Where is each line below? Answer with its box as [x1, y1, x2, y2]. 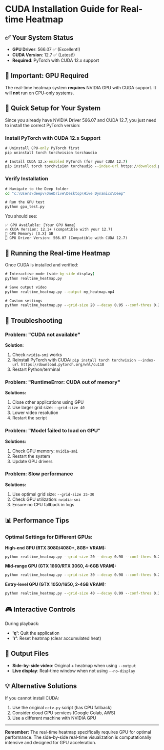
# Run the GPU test [5, 200, 45, 205]
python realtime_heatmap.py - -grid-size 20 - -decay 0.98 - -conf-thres [5, 554, 152, 559]
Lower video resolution [12, 410, 59, 415]
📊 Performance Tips [5, 517, 69, 525]
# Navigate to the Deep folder [5, 186, 69, 191]
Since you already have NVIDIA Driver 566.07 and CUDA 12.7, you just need [5, 117, 157, 123]
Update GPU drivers [12, 458, 53, 464]
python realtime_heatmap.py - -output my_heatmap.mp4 [5, 289, 115, 294]
